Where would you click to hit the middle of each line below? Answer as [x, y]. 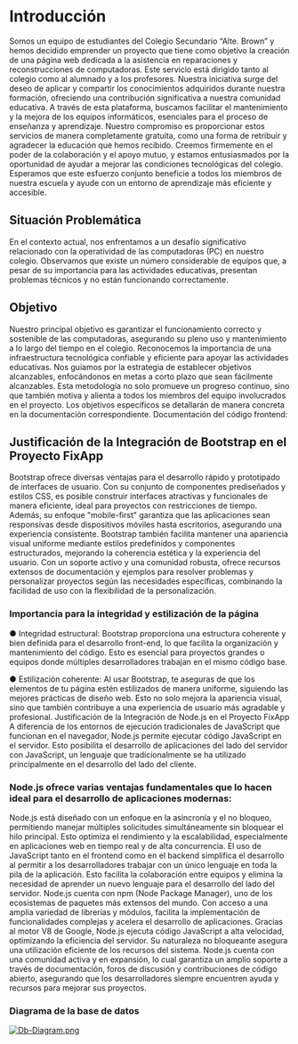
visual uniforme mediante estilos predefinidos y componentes [122, 544]
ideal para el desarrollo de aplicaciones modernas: [121, 798]
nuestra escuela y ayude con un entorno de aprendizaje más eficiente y [141, 182]
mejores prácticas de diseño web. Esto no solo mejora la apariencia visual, [146, 698]
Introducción [58, 16]
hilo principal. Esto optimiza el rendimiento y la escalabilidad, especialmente [149, 836]
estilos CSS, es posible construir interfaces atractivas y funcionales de [139, 497]
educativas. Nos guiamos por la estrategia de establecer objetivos [130, 367]
